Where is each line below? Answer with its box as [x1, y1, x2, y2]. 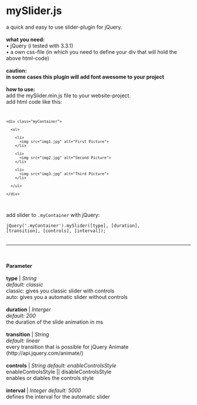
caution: [6, 67, 28, 74]
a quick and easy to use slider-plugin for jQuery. [6, 23, 123, 30]
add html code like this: [6, 98, 63, 105]
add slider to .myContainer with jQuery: [6, 211, 100, 218]
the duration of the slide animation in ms [6, 318, 104, 325]
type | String [6, 274, 37, 282]
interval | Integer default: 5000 [6, 387, 81, 394]
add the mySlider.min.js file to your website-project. [6, 92, 131, 99]
